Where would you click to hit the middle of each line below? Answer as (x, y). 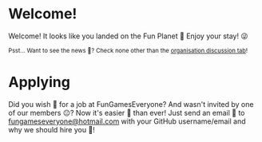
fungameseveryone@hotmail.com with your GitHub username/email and (127, 121)
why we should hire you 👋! (52, 129)
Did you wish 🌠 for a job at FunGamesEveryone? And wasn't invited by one (131, 104)
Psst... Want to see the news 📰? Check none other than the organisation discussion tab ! (128, 50)
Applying (39, 83)
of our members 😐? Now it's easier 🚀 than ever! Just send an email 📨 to (127, 112)
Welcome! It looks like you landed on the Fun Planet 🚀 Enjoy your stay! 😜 (129, 36)
